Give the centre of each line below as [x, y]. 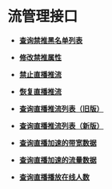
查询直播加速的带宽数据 [58, 142]
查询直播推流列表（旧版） [61, 109]
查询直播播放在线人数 [54, 177]
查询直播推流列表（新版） [61, 125]
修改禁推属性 [40, 57]
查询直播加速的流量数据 [58, 160]
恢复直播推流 [40, 91]
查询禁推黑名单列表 [51, 40]
